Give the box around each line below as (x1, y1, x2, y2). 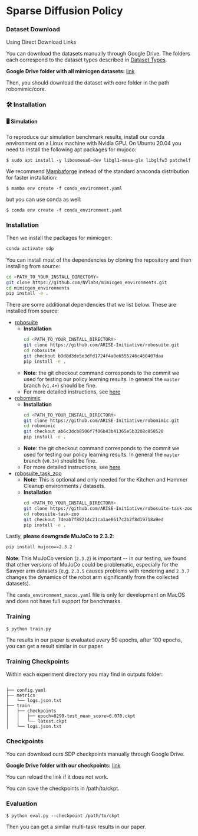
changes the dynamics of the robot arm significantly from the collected (6, 574, 179, 581)
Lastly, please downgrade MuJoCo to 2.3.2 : (6, 533, 115, 540)
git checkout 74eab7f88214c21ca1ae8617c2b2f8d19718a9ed (23, 516, 164, 522)
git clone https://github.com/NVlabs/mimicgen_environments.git (6, 279, 167, 285)
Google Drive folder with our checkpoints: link (6, 762, 121, 769)
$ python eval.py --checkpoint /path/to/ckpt (6, 813, 120, 819)
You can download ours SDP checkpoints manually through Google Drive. (6, 750, 185, 757)
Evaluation (6, 799, 37, 808)
